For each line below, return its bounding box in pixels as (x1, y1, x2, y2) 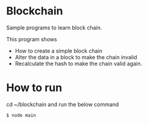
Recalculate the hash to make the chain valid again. (14, 60, 143, 67)
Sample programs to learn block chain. (6, 24, 102, 31)
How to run (6, 81, 63, 95)
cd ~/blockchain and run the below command (6, 101, 119, 108)
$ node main (6, 112, 36, 118)
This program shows (6, 35, 57, 43)
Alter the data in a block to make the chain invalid (14, 53, 137, 61)
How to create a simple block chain (14, 47, 102, 55)
